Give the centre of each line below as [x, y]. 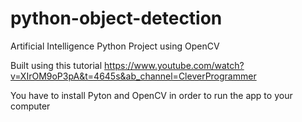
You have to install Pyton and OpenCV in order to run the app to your [151, 95]
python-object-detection [116, 18]
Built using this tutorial [56, 65]
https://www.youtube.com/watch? [174, 65]
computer [30, 106]
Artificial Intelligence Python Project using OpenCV [115, 46]
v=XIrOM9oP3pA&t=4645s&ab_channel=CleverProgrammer [133, 76]
